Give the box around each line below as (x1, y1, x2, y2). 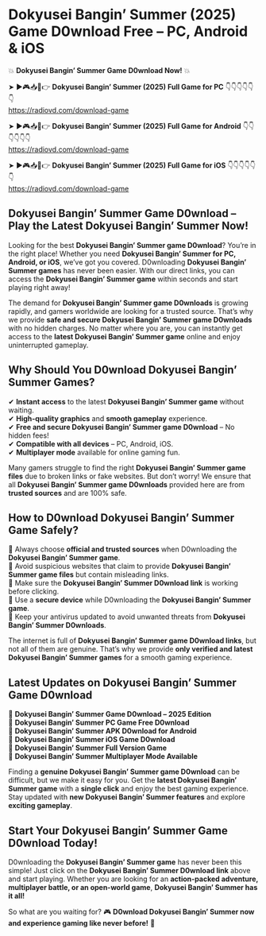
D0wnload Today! (8, 836, 98, 849)
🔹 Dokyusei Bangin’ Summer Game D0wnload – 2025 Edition (8, 710, 212, 719)
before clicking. (8, 586, 60, 597)
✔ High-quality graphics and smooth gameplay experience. (8, 413, 208, 423)
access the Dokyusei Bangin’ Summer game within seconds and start (8, 274, 238, 284)
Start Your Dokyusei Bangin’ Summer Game (8, 824, 228, 837)
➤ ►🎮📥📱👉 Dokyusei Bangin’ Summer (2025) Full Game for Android (8, 121, 241, 130)
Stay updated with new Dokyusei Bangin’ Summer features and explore (8, 792, 246, 802)
